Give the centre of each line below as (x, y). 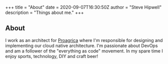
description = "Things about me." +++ (45, 12)
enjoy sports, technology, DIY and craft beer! (52, 56)
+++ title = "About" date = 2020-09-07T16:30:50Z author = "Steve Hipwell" (83, 7)
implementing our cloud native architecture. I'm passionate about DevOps (81, 45)
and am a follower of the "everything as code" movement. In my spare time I (84, 51)
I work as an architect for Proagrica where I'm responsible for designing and (84, 40)
